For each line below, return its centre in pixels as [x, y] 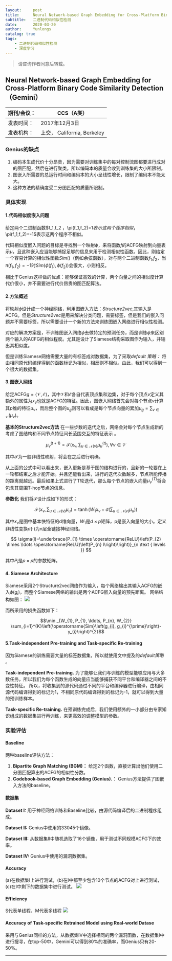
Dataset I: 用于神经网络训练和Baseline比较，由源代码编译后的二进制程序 [81, 810]
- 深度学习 [25, 48]
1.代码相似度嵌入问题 [27, 215]
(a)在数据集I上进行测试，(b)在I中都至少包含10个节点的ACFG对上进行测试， [84, 880]
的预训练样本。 [21, 698]
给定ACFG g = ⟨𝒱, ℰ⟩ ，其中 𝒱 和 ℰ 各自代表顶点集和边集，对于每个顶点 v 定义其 [84, 394]
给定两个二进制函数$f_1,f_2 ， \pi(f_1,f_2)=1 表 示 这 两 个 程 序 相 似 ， [72, 227]
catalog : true [20, 34]
